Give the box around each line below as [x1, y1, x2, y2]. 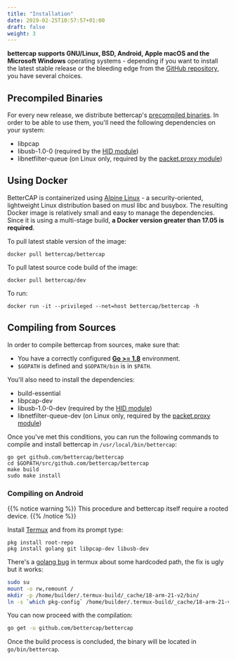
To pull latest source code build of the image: [7, 263, 138, 271]
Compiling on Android [7, 488, 84, 498]
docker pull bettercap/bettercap [7, 251, 105, 258]
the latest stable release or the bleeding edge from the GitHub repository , [7, 64, 219, 73]
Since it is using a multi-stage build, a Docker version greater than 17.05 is [7, 216, 225, 224]
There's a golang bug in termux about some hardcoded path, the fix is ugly [7, 557, 224, 566]
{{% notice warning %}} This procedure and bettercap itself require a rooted [7, 504, 228, 513]
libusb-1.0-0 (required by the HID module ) [17, 147, 139, 156]
